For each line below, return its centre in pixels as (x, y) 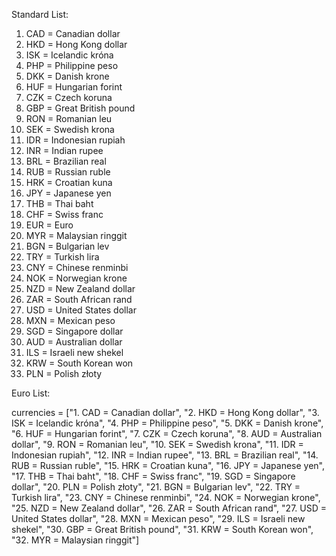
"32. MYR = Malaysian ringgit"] (75, 540)
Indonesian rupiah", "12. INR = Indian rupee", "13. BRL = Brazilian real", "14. (165, 455)
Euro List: (31, 393)
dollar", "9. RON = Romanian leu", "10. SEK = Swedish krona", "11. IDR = (157, 444)
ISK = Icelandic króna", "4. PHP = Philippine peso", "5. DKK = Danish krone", (167, 423)
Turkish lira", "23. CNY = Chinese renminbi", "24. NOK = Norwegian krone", (166, 497)
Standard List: (40, 14)
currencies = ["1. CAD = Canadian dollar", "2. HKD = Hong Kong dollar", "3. (165, 412)
